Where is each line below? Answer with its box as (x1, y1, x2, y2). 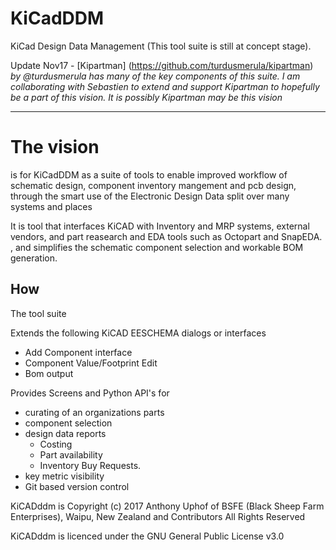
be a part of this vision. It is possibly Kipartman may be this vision (10, 91, 283, 103)
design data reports (24, 427, 107, 439)
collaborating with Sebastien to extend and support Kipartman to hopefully (10, 80, 320, 92)
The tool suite (10, 307, 67, 319)
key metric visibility (24, 470, 105, 482)
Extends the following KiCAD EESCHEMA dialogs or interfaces (10, 327, 267, 339)
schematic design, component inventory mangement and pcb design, (10, 179, 297, 191)
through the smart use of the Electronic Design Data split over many (10, 190, 290, 202)
